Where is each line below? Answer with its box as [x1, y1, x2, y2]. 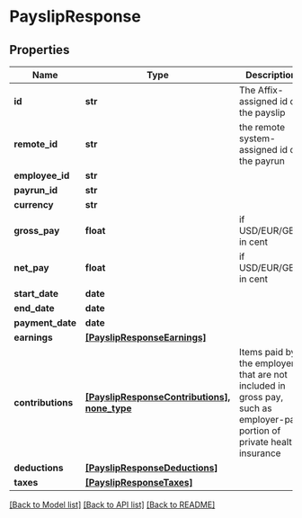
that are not [238, 369, 288, 380]
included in [238, 380, 286, 392]
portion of [238, 424, 281, 437]
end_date [13, 302, 56, 314]
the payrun [238, 155, 285, 167]
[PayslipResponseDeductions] [84, 461, 218, 474]
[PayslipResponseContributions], [84, 391, 231, 403]
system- [238, 132, 276, 145]
